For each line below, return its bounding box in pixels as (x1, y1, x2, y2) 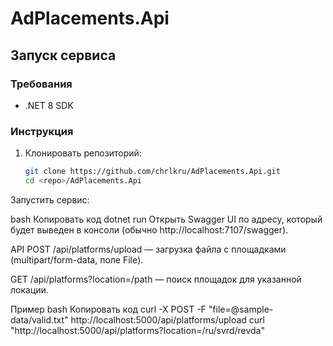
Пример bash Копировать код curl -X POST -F (10, 303, 207, 315)
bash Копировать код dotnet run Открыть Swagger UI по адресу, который (10, 213, 323, 225)
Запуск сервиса (10, 47, 117, 64)
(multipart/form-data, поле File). (10, 253, 144, 266)
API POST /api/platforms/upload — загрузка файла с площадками (10, 243, 287, 255)
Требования (10, 77, 73, 91)
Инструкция (10, 124, 74, 138)
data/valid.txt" (10, 313, 69, 326)
